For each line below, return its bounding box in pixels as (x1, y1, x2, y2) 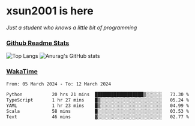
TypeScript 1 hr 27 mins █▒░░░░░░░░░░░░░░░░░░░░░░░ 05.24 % (6, 97, 189, 103)
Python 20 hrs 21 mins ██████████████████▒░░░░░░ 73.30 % (6, 91, 189, 98)
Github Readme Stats (6, 39, 70, 47)
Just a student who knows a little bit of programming (6, 24, 137, 31)
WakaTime (6, 67, 38, 76)
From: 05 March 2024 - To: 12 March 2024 (6, 81, 112, 87)
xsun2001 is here (6, 4, 94, 18)
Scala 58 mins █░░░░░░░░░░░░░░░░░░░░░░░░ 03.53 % (6, 109, 189, 115)
